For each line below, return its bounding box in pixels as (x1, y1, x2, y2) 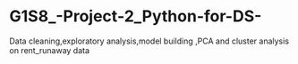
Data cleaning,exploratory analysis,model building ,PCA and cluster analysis (9, 36, 289, 46)
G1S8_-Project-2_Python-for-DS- (9, 6, 262, 27)
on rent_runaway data (9, 44, 90, 55)
